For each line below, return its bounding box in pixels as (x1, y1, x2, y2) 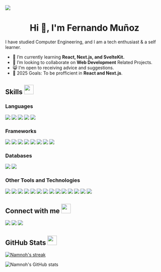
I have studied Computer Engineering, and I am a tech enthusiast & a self (5, 39, 156, 45)
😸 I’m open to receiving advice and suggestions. (12, 64, 114, 71)
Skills (5, 88, 23, 96)
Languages (5, 103, 34, 110)
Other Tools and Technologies (5, 177, 80, 184)
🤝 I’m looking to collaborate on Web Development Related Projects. (12, 59, 152, 65)
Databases (5, 152, 32, 159)
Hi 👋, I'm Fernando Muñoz (29, 22, 140, 34)
